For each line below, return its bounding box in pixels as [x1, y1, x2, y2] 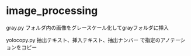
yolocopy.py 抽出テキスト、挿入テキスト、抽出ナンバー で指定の [6, 36, 161, 43]
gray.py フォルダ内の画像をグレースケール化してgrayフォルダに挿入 [6, 24, 169, 31]
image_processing [6, 4, 98, 17]
